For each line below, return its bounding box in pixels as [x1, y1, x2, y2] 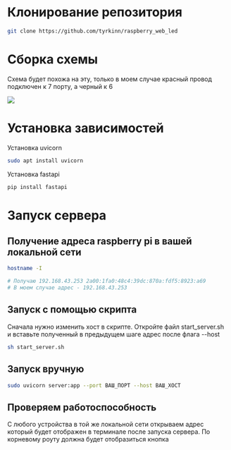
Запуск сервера [7, 207, 107, 223]
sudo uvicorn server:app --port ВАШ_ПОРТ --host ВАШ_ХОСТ [7, 382, 181, 389]
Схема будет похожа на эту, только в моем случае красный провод [7, 75, 213, 83]
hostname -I [7, 265, 42, 272]
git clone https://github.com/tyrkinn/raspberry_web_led [7, 28, 178, 35]
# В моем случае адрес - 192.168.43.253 [7, 284, 128, 291]
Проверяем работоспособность [7, 401, 157, 413]
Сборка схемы [7, 51, 99, 67]
